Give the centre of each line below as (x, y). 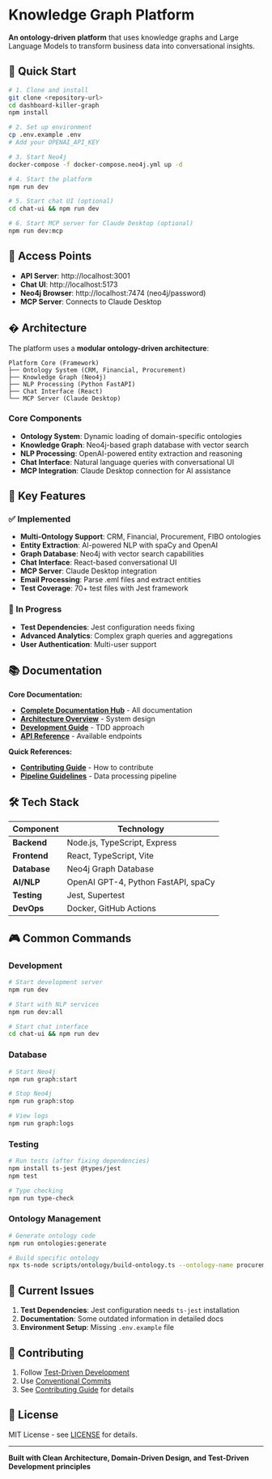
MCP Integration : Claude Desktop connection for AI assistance (125, 471)
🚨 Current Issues (51, 1291)
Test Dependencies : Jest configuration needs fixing (107, 627)
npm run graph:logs (41, 1123)
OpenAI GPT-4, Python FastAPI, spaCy (141, 882)
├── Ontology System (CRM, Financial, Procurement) (97, 370)
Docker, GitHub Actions (111, 909)
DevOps (28, 909)
